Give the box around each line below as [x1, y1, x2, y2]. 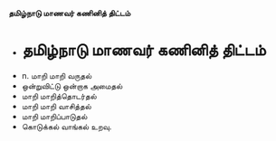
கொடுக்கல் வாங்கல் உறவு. [21, 121, 112, 132]
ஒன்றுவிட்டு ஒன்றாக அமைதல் [21, 80, 123, 91]
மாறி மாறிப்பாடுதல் [21, 110, 88, 121]
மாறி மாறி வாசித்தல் [21, 100, 91, 111]
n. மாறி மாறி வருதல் [21, 70, 92, 80]
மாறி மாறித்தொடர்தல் [21, 90, 97, 101]
